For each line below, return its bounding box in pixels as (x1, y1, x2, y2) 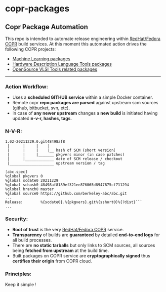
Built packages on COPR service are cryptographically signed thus (12, 252, 151, 258)
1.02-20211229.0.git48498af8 (5, 139, 65, 144)
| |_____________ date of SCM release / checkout (7, 156, 123, 161)
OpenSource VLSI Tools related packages (12, 66, 97, 72)
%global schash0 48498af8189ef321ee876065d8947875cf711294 (5, 182, 129, 187)
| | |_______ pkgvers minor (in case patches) (7, 152, 125, 157)
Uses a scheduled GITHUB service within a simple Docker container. (12, 94, 153, 100)
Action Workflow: (5, 83, 48, 90)
